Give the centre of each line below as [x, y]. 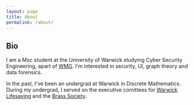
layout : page [22, 11]
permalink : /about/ [30, 22]
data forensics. [24, 72]
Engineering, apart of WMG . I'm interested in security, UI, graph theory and [97, 66]
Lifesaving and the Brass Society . [46, 96]
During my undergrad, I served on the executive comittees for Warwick [92, 90]
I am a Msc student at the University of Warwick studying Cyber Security [94, 60]
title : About [22, 17]
